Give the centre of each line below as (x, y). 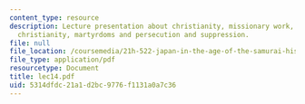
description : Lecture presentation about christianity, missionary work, (152, 26)
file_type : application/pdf (63, 60)
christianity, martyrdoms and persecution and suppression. (133, 34)
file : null (30, 43)
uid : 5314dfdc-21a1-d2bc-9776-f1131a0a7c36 (93, 85)
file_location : (38, 52)
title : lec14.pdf (42, 77)
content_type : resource (54, 18)
